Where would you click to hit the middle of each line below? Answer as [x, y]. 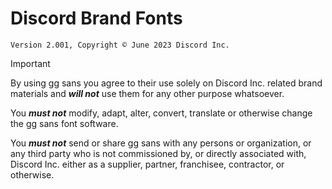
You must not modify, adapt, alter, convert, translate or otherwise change [161, 113]
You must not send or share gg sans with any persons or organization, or [161, 143]
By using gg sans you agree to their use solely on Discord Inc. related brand [166, 83]
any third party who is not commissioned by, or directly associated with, [158, 153]
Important [30, 63]
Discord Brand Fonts [96, 18]
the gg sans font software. [64, 123]
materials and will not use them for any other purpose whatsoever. [147, 93]
